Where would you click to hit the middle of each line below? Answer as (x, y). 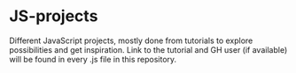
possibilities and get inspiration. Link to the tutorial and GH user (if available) (148, 49)
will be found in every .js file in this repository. (93, 59)
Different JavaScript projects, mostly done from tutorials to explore (131, 40)
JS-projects (54, 16)
